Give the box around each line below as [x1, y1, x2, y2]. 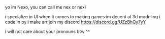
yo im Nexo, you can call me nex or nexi [5, 4, 86, 10]
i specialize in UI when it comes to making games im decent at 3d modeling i [5, 14, 161, 19]
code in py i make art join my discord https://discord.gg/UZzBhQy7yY [5, 19, 146, 25]
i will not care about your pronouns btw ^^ [5, 29, 90, 34]
